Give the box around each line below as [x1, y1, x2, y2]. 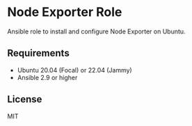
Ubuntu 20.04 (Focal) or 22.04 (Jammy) [17, 65, 132, 74]
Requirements [7, 47, 70, 59]
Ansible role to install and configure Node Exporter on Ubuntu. [7, 27, 186, 36]
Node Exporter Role [7, 4, 122, 20]
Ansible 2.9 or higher [17, 73, 78, 81]
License [7, 93, 42, 105]
